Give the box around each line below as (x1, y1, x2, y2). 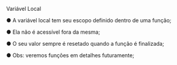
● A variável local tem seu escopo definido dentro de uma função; (6, 17, 172, 23)
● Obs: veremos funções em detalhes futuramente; (6, 52, 134, 59)
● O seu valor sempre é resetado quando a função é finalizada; (6, 40, 164, 47)
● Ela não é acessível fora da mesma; (6, 28, 101, 36)
